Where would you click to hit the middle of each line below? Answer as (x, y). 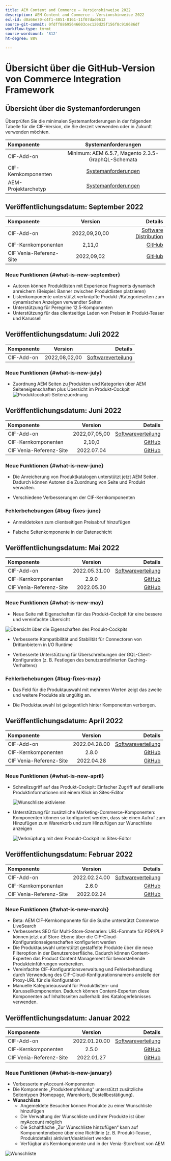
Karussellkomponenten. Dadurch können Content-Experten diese (81, 991)
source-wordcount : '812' (32, 34)
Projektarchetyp (27, 188)
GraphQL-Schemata (113, 159)
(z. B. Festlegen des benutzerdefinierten (84, 660)
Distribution (149, 236)
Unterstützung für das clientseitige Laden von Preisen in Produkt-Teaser (88, 313)
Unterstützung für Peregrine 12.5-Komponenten (63, 307)
